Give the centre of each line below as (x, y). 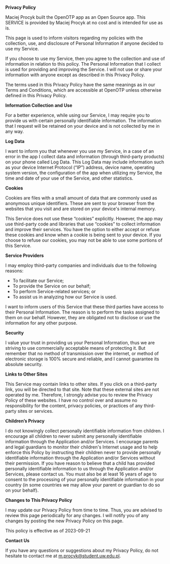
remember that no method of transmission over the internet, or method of (82, 354)
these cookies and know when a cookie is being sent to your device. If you (83, 235)
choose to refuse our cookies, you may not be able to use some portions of (84, 240)
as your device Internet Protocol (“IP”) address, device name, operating (80, 167)
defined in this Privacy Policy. (36, 95)
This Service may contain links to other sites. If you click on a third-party (81, 384)
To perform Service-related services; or (54, 291)
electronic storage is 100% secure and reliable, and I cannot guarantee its (82, 359)
